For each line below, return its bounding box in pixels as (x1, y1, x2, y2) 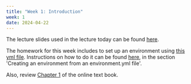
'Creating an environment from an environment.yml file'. (6, 60, 142, 67)
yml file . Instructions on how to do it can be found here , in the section (6, 54, 176, 61)
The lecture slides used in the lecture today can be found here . (6, 36, 160, 43)
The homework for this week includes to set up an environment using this (6, 47, 185, 54)
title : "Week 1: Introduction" (6, 8, 83, 15)
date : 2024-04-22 (6, 20, 49, 25)
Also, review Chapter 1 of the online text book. (6, 72, 118, 79)
